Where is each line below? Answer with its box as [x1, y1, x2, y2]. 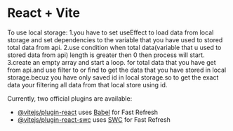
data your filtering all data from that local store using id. [7, 80, 168, 89]
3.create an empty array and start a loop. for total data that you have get [7, 58, 216, 66]
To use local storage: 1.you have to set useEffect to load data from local [7, 28, 214, 37]
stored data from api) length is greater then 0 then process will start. [7, 51, 205, 59]
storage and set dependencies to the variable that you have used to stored [7, 35, 223, 44]
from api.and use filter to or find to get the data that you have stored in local [7, 65, 227, 74]
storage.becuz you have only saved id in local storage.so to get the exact [7, 73, 219, 82]
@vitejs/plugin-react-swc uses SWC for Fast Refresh [17, 115, 171, 124]
